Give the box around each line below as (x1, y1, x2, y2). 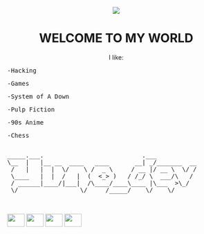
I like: (108, 53, 124, 62)
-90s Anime (7, 118, 44, 126)
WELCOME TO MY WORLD (39, 30, 194, 46)
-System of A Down (7, 92, 70, 100)
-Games (7, 80, 30, 87)
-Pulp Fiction (7, 105, 55, 114)
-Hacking (7, 66, 37, 74)
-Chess (7, 132, 30, 139)
